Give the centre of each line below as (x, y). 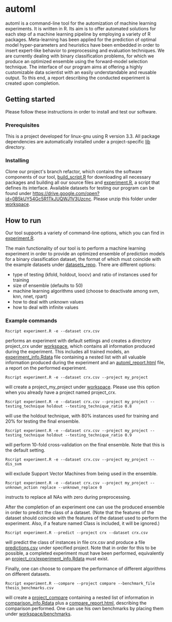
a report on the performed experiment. (46, 368)
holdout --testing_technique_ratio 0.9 (89, 435)
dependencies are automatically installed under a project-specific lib (78, 142)
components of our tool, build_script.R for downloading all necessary (78, 177)
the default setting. (25, 450)
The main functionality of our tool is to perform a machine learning (75, 248)
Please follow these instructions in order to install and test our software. (81, 111)
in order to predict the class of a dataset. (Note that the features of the (80, 513)
